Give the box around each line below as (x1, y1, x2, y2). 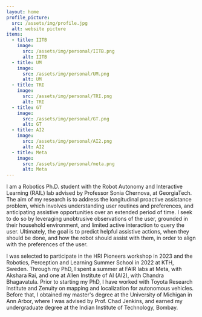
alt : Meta (22, 166, 47, 172)
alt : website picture (11, 25, 67, 32)
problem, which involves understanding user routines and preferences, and (6, 202, 194, 209)
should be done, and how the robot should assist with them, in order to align (6, 234, 196, 242)
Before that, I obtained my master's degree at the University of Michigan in (6, 291, 192, 298)
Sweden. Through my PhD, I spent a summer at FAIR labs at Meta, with (6, 266, 182, 273)
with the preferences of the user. (6, 241, 88, 248)
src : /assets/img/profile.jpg (11, 20, 88, 26)
